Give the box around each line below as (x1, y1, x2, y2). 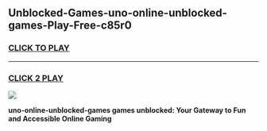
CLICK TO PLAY (8, 43, 70, 54)
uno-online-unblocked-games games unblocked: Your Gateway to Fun (8, 105, 246, 114)
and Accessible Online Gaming (8, 114, 112, 123)
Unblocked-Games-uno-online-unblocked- (8, 6, 228, 20)
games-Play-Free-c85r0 (8, 19, 133, 33)
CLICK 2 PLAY (8, 72, 64, 83)
